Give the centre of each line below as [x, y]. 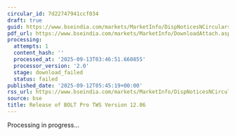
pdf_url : [20, 33]
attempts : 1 [31, 46]
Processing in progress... [43, 125]
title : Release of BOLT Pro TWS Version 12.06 [77, 105]
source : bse [25, 99]
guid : [15, 27]
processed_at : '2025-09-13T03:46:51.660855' [80, 60]
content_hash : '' [39, 53]
